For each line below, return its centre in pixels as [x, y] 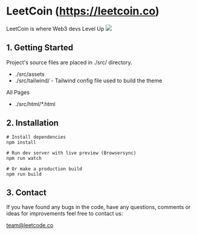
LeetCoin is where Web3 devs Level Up [55, 28]
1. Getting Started [40, 48]
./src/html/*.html [35, 104]
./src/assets [30, 74]
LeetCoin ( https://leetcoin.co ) [83, 11]
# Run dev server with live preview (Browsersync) [71, 153]
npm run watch [24, 158]
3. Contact [26, 192]
